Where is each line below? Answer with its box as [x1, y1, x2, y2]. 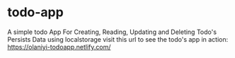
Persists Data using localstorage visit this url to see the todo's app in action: [7, 35, 229, 43]
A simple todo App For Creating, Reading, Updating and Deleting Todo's [7, 28, 217, 36]
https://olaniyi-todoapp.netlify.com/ [7, 42, 111, 51]
